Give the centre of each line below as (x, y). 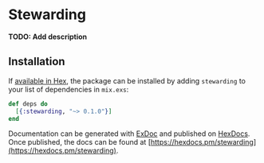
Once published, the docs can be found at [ (80, 142)
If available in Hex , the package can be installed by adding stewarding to (127, 80)
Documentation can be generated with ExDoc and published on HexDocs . (129, 134)
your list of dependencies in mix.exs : (69, 89)
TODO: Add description (48, 37)
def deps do (28, 104)
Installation (37, 62)
